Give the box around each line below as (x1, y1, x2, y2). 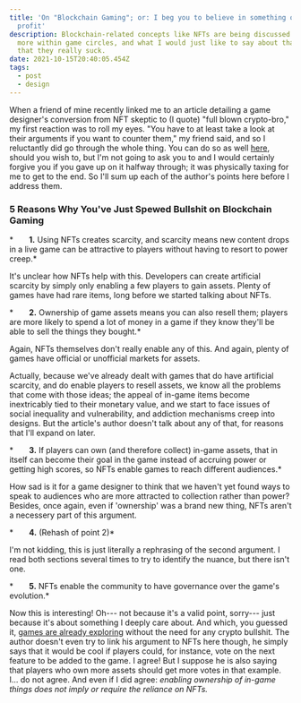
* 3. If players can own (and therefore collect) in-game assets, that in (9, 444, 278, 455)
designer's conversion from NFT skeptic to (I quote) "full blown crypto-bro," (9, 114, 289, 124)
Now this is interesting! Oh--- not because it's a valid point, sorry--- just (9, 607, 276, 618)
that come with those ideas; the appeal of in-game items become (9, 389, 251, 399)
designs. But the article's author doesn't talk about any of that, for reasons (9, 417, 284, 428)
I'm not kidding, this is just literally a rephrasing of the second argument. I (9, 544, 280, 555)
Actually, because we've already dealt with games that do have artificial (9, 370, 274, 381)
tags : (9, 64, 30, 73)
